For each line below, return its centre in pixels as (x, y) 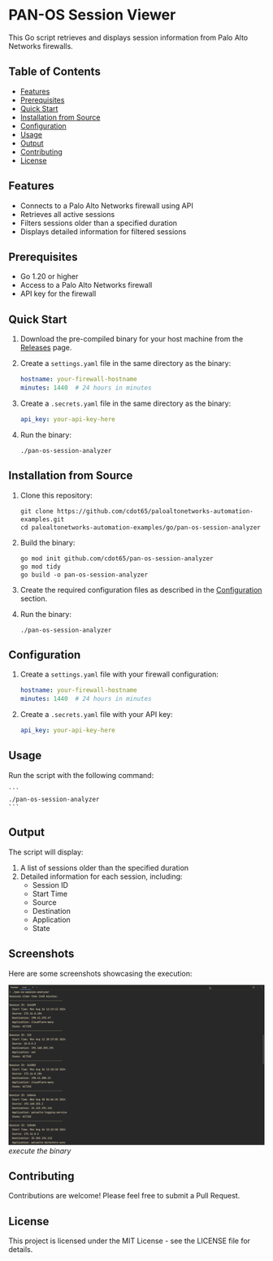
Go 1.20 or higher (49, 276)
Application (51, 920)
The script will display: (46, 852)
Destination (51, 911)
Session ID (50, 885)
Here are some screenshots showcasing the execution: (100, 973)
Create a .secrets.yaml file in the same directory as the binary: (126, 403)
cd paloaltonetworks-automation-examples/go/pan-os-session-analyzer (141, 527)
